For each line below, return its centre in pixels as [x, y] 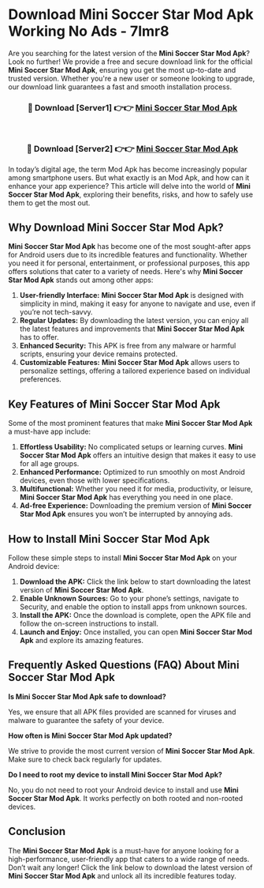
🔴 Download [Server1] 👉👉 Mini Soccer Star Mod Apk [132, 107]
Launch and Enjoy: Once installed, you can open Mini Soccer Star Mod [136, 632]
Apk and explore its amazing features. [82, 640]
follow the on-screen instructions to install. [89, 623]
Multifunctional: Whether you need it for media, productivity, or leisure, [136, 489]
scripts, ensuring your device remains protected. [99, 354]
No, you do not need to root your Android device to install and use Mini [123, 790]
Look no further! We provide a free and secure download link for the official [130, 62]
